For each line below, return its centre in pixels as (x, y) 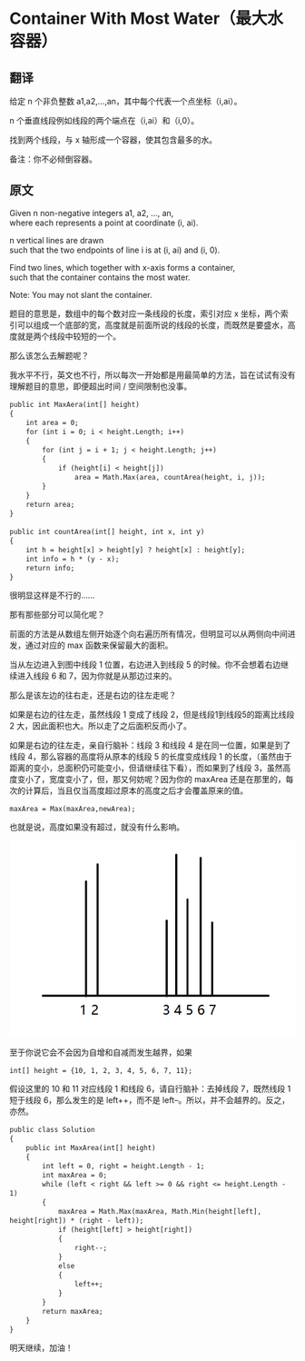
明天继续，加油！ (41, 1348)
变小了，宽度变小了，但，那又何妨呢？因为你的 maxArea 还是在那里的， (151, 779)
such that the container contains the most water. (100, 277)
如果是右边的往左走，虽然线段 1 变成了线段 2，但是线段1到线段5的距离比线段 (152, 714)
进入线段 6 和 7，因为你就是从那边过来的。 (97, 676)
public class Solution (52, 1130)
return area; (50, 504)
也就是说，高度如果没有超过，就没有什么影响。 (97, 827)
